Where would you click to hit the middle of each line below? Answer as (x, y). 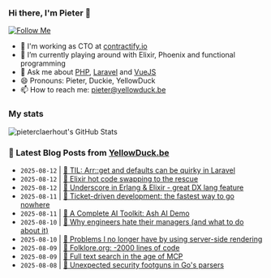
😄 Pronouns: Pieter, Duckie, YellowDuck (88, 81)
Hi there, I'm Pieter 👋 (49, 13)
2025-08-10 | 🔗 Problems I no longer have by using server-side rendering (141, 239)
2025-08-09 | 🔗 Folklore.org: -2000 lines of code (100, 247)
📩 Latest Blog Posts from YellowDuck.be (89, 152)
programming (43, 63)
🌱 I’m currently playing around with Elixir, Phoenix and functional (127, 55)
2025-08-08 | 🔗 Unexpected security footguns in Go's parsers (122, 265)
